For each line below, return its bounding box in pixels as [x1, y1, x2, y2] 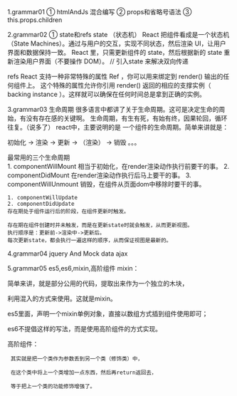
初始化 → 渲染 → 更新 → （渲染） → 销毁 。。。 [7, 138, 141, 146]
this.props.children [7, 16, 63, 24]
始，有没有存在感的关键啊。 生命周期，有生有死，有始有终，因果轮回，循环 [7, 114, 228, 123]
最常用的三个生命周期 [7, 153, 70, 162]
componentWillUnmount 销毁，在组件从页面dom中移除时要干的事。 [7, 180, 206, 188]
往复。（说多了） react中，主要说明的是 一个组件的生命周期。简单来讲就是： [7, 123, 229, 131]
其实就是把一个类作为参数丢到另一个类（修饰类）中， [10, 355, 144, 363]
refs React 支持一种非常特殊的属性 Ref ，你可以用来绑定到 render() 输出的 [7, 72, 223, 80]
